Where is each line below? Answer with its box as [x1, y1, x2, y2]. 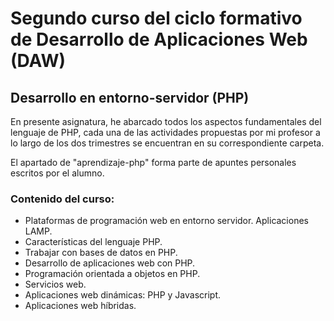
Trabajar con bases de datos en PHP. [24, 247, 178, 259]
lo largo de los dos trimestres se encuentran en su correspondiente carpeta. [10, 137, 325, 149]
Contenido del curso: [10, 192, 115, 206]
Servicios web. [24, 278, 87, 291]
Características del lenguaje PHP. [24, 236, 163, 248]
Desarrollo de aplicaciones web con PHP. [24, 257, 196, 269]
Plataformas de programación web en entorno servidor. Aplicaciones [24, 215, 309, 227]
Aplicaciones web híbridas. [24, 300, 137, 312]
